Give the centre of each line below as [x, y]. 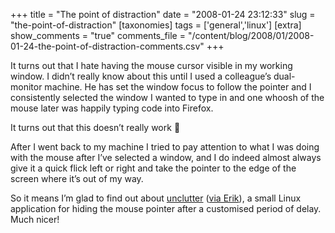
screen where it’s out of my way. [77, 178]
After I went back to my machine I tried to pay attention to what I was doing [165, 147]
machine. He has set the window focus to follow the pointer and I [178, 87]
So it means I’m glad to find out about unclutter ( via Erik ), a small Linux [156, 198]
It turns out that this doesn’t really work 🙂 [95, 127]
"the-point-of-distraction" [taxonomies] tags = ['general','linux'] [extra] [156, 25]
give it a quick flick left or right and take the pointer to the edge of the [153, 168]
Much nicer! [35, 219]
